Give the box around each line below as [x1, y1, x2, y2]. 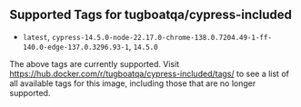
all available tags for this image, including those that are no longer [9, 77, 256, 89]
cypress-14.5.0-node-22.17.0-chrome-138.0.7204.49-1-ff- [51, 33, 273, 42]
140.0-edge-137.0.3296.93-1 [22, 43, 129, 52]
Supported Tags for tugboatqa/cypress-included [9, 7, 293, 23]
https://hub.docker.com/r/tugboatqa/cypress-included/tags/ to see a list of [9, 68, 289, 79]
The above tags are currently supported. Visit [9, 58, 180, 69]
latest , [22, 31, 50, 42]
